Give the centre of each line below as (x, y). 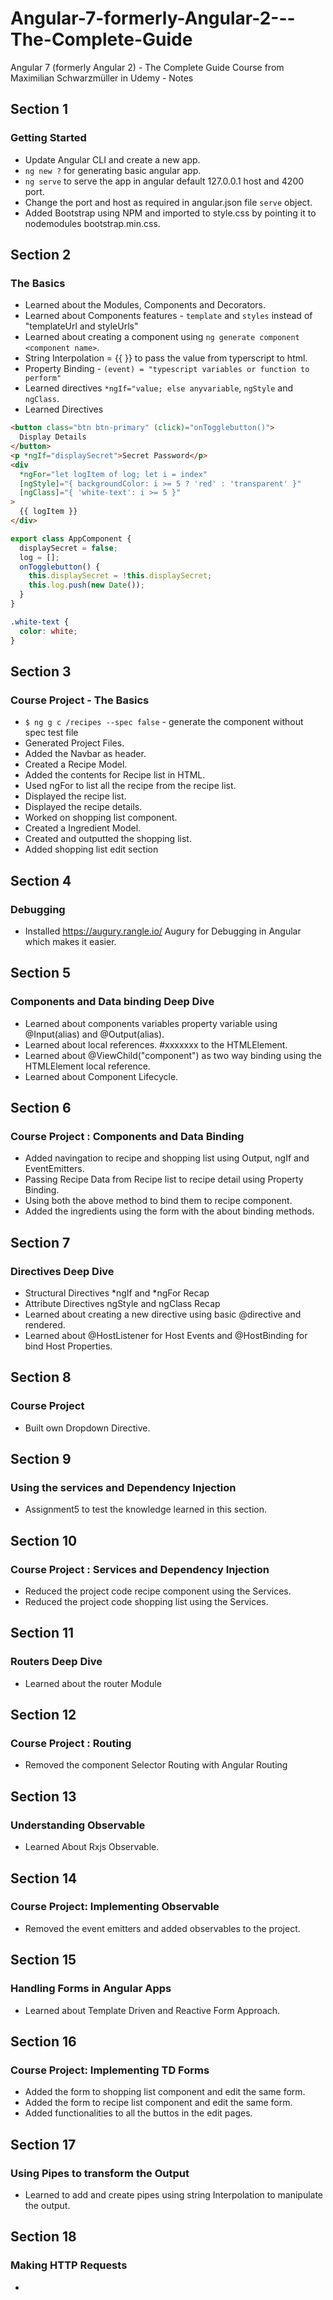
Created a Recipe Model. (76, 764)
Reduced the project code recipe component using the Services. (158, 1591)
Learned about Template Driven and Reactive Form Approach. (152, 2010)
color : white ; (48, 631)
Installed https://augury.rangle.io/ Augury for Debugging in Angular (163, 931)
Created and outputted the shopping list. (108, 839)
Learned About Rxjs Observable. (92, 1847)
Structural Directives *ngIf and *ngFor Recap (117, 1293)
